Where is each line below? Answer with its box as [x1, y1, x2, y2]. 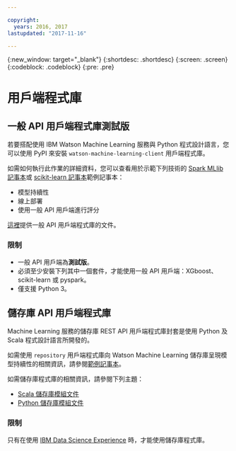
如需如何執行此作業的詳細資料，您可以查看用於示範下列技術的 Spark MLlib [7, 164, 224, 173]
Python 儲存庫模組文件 [17, 399, 84, 407]
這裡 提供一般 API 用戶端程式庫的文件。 [7, 221, 120, 229]
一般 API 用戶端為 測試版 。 [17, 258, 94, 266]
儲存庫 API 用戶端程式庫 [7, 307, 112, 319]
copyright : [7, 16, 40, 23]
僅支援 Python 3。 [17, 284, 71, 292]
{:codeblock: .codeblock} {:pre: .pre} [7, 63, 114, 72]
